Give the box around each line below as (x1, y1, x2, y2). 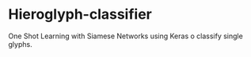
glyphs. (8, 39, 33, 48)
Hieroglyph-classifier (8, 5, 152, 23)
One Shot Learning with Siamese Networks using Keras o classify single (8, 31, 243, 41)
